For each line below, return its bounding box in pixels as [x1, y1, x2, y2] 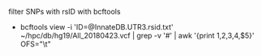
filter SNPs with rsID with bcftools [8, 7, 121, 16]
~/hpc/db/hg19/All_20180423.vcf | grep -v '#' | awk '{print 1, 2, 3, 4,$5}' [19, 31, 255, 40]
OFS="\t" [19, 39, 51, 49]
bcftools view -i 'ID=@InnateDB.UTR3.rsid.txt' [19, 22, 174, 31]
